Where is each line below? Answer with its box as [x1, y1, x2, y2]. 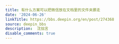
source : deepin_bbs [5, 21, 47, 27]
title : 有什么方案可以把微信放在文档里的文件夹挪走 [5, 7, 100, 13]
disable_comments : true [5, 31, 56, 36]
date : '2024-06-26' [5, 12, 47, 17]
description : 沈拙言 [5, 26, 49, 31]
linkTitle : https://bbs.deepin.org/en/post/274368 [5, 17, 114, 22]
